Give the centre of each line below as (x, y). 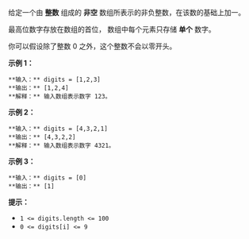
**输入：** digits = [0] (48, 178)
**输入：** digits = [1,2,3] (55, 79)
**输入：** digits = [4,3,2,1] (58, 129)
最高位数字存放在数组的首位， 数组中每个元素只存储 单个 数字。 (112, 29)
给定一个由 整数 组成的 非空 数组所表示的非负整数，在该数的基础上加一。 (127, 12)
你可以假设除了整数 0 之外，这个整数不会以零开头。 (92, 46)
